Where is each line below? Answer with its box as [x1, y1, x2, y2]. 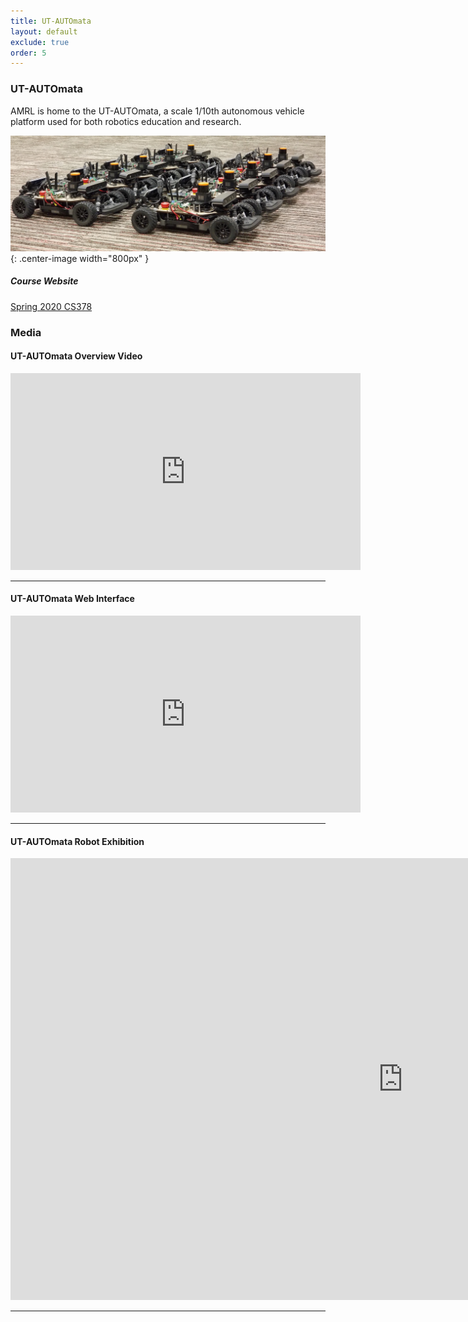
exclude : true [10, 37, 70, 47]
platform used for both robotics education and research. [10, 115, 242, 127]
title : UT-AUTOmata [10, 16, 92, 26]
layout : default [10, 26, 78, 37]
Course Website [10, 275, 79, 287]
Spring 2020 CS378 [10, 300, 93, 312]
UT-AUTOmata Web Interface [10, 593, 135, 605]
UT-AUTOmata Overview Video [10, 350, 143, 362]
